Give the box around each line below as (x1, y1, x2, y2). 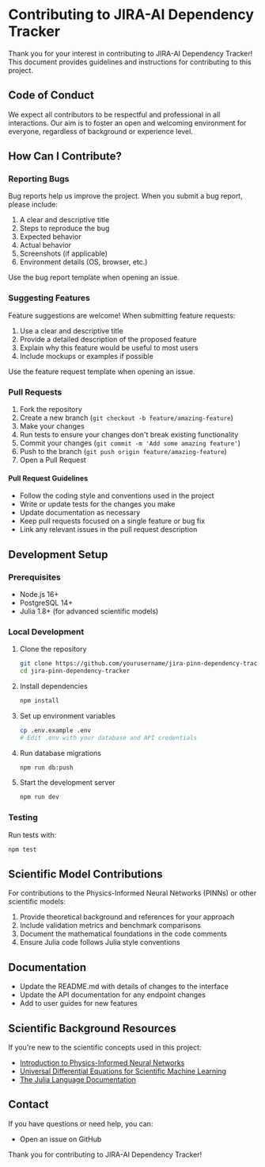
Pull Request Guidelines (8, 473, 89, 483)
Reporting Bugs (8, 173, 70, 184)
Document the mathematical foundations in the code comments (19, 929, 228, 938)
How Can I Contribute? (8, 149, 123, 164)
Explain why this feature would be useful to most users (19, 343, 199, 352)
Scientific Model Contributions (8, 867, 164, 880)
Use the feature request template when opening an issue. (8, 367, 195, 376)
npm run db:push (19, 764, 74, 772)
